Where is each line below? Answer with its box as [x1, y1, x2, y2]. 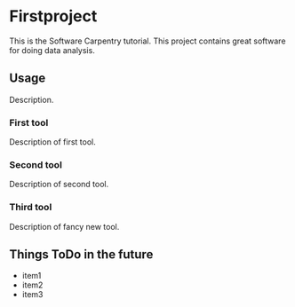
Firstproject [9, 6, 98, 27]
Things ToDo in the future [9, 247, 154, 263]
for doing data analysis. [9, 44, 95, 55]
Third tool [9, 201, 52, 214]
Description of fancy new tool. [9, 221, 120, 232]
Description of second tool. [9, 179, 109, 190]
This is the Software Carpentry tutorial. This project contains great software [9, 35, 286, 46]
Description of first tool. [9, 137, 96, 147]
